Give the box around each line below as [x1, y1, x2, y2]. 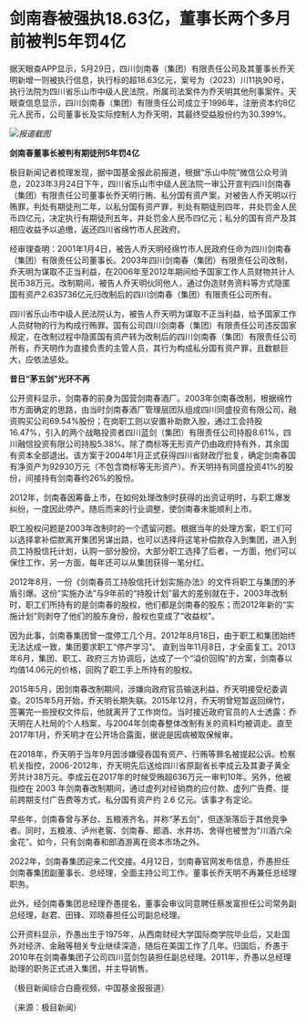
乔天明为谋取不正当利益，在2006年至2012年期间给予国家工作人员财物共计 [9, 266, 287, 276]
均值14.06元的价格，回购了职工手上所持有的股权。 [9, 663, 198, 675]
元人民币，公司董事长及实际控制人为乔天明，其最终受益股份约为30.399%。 [9, 109, 291, 120]
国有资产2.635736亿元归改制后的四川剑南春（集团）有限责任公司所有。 [9, 288, 277, 299]
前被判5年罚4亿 [9, 31, 127, 52]
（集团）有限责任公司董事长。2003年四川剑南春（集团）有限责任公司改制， [9, 255, 293, 266]
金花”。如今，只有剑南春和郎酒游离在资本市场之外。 [9, 836, 205, 847]
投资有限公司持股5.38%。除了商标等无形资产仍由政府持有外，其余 [33, 438, 281, 449]
